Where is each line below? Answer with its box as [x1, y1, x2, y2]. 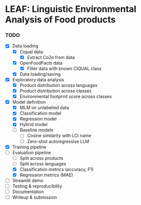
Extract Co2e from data [27, 54, 75, 60]
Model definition [12, 99, 46, 105]
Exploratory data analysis [12, 76, 64, 82]
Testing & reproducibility [12, 183, 62, 189]
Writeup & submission [12, 195, 57, 201]
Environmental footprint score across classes [19, 93, 112, 100]
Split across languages [19, 160, 66, 167]
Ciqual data [19, 49, 44, 55]
